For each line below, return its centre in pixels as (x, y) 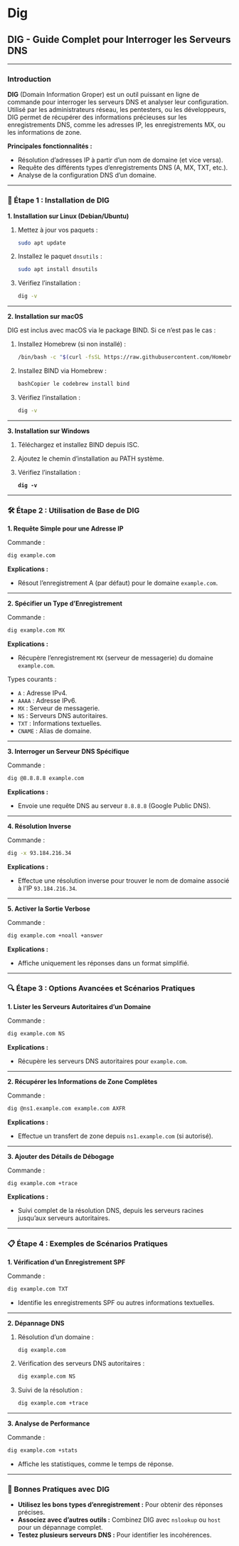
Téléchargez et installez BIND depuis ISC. (79, 444)
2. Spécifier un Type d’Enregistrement (65, 603)
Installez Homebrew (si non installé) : (72, 344)
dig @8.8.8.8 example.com (46, 778)
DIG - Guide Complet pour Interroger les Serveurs (119, 40)
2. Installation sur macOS (46, 317)
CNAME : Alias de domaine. (54, 731)
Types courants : (32, 679)
